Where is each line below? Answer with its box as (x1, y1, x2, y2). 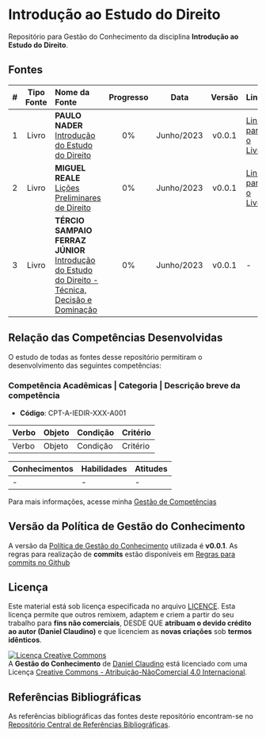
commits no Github (8, 557, 70, 567)
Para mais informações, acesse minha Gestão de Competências (8, 497, 217, 506)
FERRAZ (55, 235, 87, 246)
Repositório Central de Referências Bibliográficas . (8, 720, 171, 730)
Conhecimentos (12, 463, 74, 474)
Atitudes (134, 463, 168, 474)
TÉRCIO (55, 215, 85, 226)
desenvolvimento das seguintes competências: (8, 361, 162, 370)
